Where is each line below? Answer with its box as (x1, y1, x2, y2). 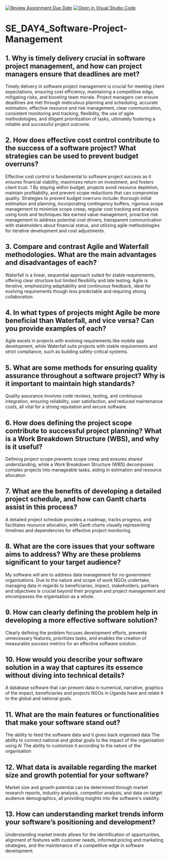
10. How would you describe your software (5, 655, 143, 664)
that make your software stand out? (5, 718, 121, 727)
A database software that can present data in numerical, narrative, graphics (5, 685, 163, 691)
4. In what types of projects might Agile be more (5, 309, 160, 317)
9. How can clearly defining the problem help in (5, 608, 158, 617)
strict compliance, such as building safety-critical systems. (5, 348, 128, 355)
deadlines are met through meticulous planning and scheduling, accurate (5, 99, 158, 106)
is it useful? (5, 442, 43, 451)
